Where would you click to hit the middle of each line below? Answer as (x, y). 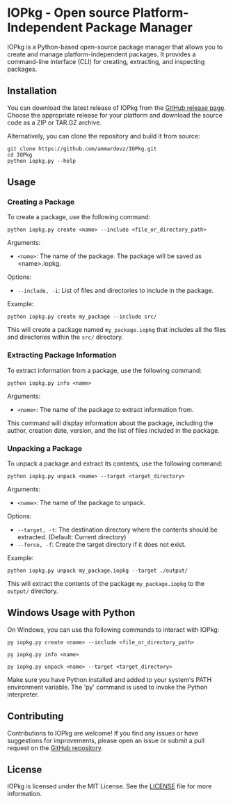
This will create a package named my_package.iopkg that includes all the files (117, 330)
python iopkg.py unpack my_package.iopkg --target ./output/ (98, 571)
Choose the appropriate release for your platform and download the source (115, 115)
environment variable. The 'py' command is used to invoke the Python (107, 687)
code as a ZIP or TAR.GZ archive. (55, 122)
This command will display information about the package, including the (110, 423)
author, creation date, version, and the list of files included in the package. (114, 430)
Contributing (35, 716)
